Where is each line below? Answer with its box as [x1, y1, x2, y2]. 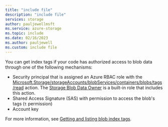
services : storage [5, 17, 44, 22]
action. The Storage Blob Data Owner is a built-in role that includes [25, 84, 163, 91]
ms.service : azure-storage [5, 26, 62, 31]
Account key [12, 106, 39, 112]
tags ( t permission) [12, 100, 53, 106]
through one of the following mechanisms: [5, 64, 93, 70]
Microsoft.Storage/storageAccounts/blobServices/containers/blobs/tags [12, 79, 162, 85]
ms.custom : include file [5, 45, 57, 50]
